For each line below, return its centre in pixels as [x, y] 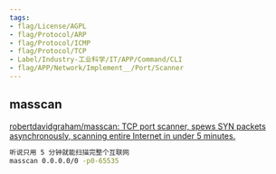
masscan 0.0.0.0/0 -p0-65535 [64, 160]
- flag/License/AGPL [48, 26]
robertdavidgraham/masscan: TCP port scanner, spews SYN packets [138, 126]
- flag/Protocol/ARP [48, 34]
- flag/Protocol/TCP [48, 51]
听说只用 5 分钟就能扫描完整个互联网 [69, 152]
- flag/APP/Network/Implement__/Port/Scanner [96, 69]
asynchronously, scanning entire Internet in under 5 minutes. [123, 135]
